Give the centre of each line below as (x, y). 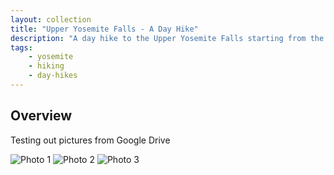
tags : (21, 47)
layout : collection (51, 19)
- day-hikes (53, 76)
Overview (41, 116)
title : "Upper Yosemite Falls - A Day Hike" (104, 29)
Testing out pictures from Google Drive (90, 140)
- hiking (46, 66)
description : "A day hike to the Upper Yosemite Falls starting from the (167, 38)
